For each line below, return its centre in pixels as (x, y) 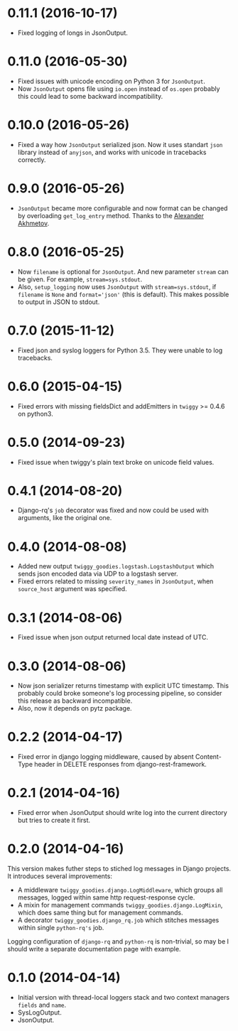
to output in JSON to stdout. (59, 302)
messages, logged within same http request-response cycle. (106, 897)
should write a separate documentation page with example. (94, 949)
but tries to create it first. (54, 820)
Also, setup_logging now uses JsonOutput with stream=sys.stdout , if (117, 286)
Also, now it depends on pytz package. (75, 708)
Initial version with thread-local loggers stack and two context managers (123, 997)
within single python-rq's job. (61, 928)
